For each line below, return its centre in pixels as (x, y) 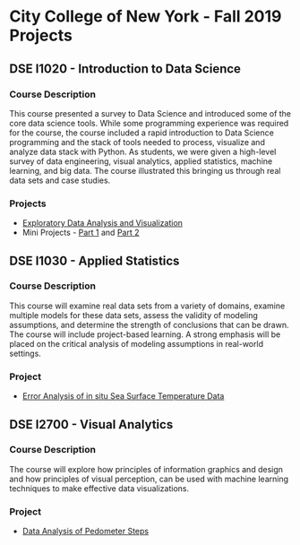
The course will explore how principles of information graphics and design (146, 469)
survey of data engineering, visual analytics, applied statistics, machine (141, 161)
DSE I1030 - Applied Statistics (94, 260)
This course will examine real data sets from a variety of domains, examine (147, 306)
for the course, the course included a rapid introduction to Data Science (142, 133)
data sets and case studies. (60, 180)
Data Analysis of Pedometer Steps (86, 532)
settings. (26, 353)
